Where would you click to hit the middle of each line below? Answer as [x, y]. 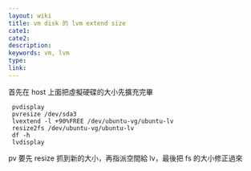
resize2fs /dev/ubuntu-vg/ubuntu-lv [73, 128]
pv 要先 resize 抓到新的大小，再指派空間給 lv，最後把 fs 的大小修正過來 [125, 158]
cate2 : [19, 38]
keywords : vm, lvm [39, 53]
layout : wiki [30, 16]
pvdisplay [28, 107]
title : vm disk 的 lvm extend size [67, 23]
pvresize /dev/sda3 [45, 114]
